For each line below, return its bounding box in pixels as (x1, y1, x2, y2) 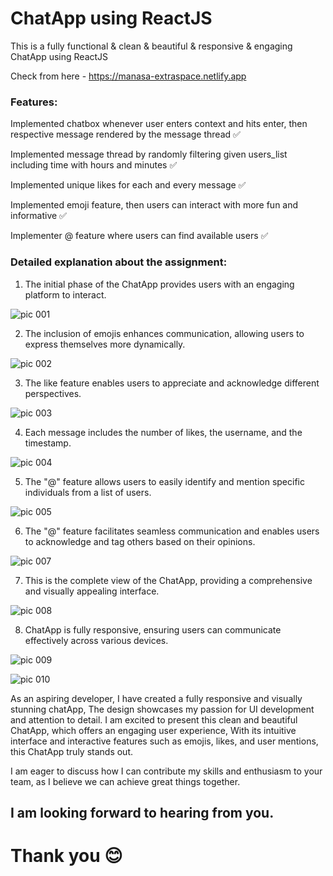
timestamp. (24, 437, 72, 449)
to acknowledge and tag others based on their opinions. (24, 535, 256, 547)
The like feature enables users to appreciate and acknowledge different (24, 377, 320, 389)
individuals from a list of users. (24, 486, 152, 498)
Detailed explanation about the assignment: (10, 255, 228, 269)
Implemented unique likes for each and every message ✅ (10, 179, 247, 191)
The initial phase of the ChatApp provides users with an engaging (24, 278, 295, 290)
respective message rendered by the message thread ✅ (10, 128, 241, 141)
